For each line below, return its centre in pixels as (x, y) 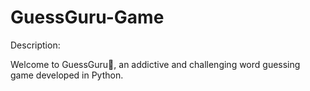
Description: (35, 45)
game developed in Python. (67, 75)
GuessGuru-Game (87, 17)
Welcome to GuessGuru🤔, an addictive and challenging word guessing (155, 64)
